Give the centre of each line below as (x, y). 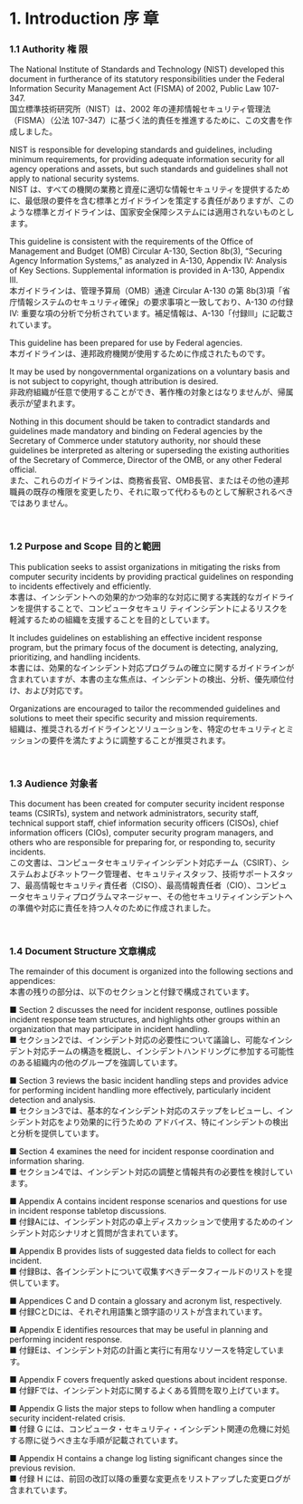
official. (24, 470)
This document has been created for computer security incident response (147, 804)
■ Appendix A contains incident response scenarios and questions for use (148, 1201)
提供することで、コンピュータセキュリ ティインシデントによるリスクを (156, 608)
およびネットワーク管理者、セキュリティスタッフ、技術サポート (151, 874)
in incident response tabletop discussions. (88, 1211)
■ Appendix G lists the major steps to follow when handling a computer (142, 1409)
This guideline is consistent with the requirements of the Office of (131, 242)
